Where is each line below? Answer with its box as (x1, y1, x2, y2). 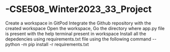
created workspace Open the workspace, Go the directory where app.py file (5, 25, 165, 31)
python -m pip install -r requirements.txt (5, 41, 89, 47)
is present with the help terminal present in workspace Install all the (5, 30, 146, 36)
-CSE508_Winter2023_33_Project (5, 3, 152, 15)
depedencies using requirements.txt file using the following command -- (5, 36, 157, 42)
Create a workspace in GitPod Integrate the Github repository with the (5, 20, 151, 26)
